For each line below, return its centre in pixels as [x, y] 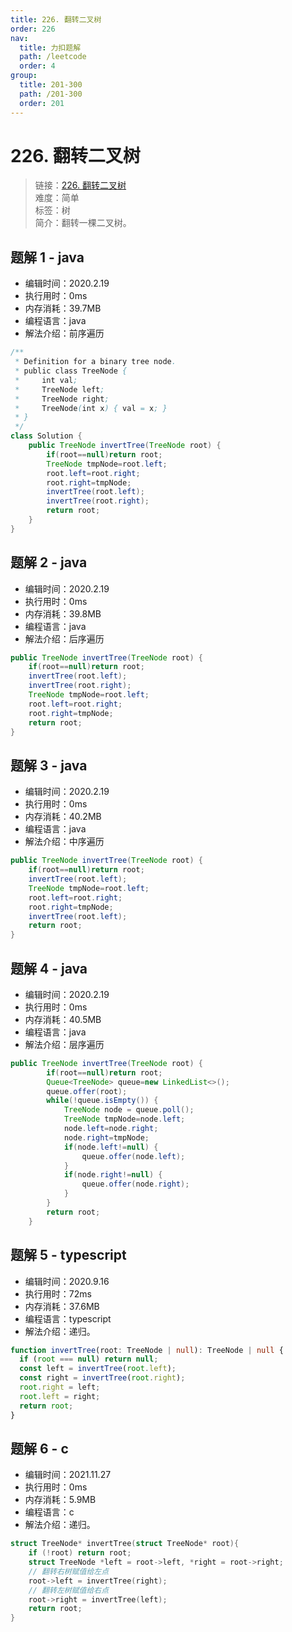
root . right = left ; [60, 1387]
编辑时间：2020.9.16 [67, 1281]
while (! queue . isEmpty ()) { [102, 1101]
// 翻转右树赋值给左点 [69, 1571]
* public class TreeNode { [71, 371]
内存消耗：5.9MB [60, 1500]
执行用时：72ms [58, 1293]
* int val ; [46, 380]
